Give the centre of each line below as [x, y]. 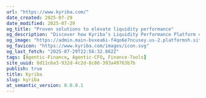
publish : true [25, 68]
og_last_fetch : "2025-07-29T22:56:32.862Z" [63, 52]
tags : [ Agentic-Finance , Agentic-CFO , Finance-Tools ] [77, 57]
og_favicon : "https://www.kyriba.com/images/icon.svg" [78, 46]
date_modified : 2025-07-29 [41, 23]
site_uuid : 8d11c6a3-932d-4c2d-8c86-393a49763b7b [71, 63]
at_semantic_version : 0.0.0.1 [45, 86]
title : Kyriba [25, 74]
